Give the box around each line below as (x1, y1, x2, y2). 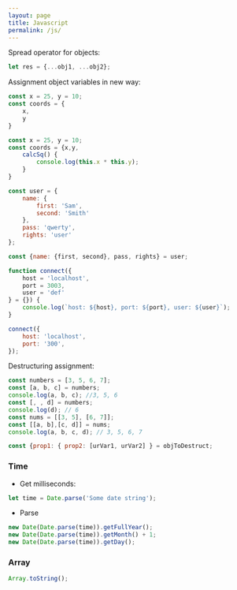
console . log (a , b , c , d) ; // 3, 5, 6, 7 (8, 428, 143, 436)
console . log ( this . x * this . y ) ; (36, 159, 139, 166)
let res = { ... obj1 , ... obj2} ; (8, 63, 111, 71)
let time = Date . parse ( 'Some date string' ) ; (8, 494, 157, 502)
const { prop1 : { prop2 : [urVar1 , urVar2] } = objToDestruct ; (8, 442, 213, 450)
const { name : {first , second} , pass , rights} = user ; (8, 252, 189, 260)
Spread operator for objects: (8, 48, 101, 58)
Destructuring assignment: (8, 361, 94, 371)
